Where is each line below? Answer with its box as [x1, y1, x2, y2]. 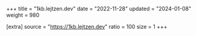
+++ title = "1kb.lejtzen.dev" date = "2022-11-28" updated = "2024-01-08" [6, 5, 192, 12]
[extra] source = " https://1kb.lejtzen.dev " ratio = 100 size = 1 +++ [6, 23, 167, 30]
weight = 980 [6, 11, 40, 19]
